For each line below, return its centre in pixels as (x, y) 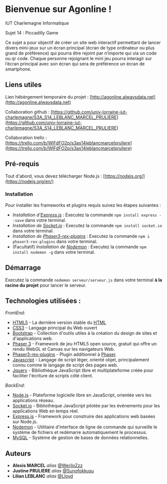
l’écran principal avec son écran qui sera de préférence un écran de (75, 64)
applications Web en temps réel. (45, 411)
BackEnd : (15, 385)
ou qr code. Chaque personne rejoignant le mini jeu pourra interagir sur (78, 58)
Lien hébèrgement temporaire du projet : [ (48, 97)
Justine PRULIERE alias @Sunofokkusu (53, 471)
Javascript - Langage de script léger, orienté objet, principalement (81, 360)
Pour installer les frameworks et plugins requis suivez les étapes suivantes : (83, 205)
